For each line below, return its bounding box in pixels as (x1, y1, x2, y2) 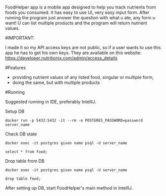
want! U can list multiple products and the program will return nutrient (5, 20, 147, 26)
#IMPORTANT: (5, 35, 35, 41)
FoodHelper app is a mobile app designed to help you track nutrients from (5, 4, 156, 10)
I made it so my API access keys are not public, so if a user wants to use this (5, 45, 161, 50)
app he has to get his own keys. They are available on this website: (5, 50, 142, 56)
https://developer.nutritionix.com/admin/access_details (5, 55, 118, 61)
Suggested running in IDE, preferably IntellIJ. (5, 99, 97, 105)
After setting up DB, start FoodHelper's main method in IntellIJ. (5, 185, 133, 191)
